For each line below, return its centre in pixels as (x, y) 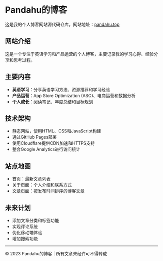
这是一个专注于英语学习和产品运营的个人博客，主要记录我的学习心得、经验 (79, 54)
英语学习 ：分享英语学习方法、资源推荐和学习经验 (61, 89)
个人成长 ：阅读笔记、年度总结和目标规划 (52, 102)
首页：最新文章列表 (31, 179)
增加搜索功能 (25, 239)
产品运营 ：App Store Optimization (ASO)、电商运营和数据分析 (74, 95)
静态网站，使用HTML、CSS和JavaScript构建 (57, 131)
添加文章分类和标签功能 (35, 220)
